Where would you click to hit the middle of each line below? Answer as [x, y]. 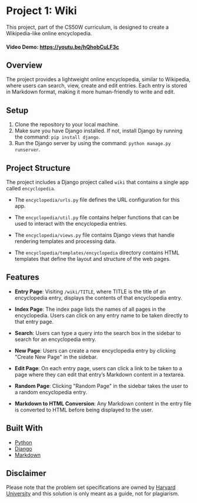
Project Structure [38, 168]
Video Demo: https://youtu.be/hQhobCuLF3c [63, 47]
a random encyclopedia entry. [51, 392]
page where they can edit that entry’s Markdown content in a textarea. [100, 374]
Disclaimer [26, 473]
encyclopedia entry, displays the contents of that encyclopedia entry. [98, 297]
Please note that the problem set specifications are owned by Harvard [91, 487]
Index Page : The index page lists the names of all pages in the [90, 309]
